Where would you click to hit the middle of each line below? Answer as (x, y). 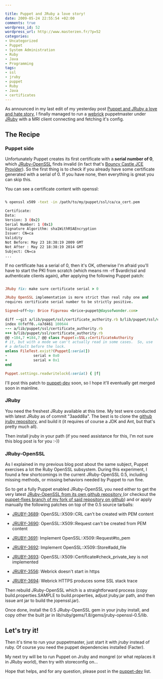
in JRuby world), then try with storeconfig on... (51, 662)
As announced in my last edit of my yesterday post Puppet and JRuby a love (81, 109)
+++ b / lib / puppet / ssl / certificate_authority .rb (54, 333)
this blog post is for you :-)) (32, 441)
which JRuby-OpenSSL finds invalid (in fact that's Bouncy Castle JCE (74, 164)
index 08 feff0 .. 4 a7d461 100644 (37, 324)
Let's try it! (22, 630)
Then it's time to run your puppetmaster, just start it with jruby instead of (77, 642)
